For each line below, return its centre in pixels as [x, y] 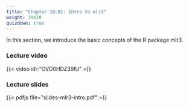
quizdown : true [25, 23]
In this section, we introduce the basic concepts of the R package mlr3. [95, 40]
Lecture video [27, 56]
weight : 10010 [24, 17]
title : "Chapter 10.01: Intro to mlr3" [56, 12]
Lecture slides [27, 84]
